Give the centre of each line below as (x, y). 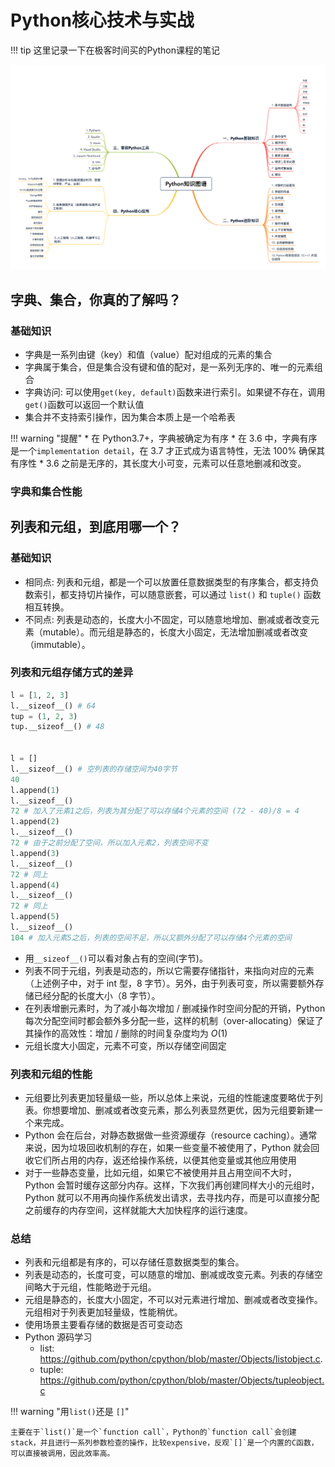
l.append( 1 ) (35, 790)
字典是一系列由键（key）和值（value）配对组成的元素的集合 (148, 354)
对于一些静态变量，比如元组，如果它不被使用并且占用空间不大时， (160, 1173)
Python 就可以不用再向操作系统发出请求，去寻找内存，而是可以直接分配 (172, 1198)
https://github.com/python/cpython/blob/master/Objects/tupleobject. (182, 1380)
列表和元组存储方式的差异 (72, 673)
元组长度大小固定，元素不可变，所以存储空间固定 (125, 1045)
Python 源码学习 (58, 1337)
